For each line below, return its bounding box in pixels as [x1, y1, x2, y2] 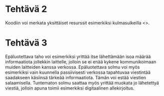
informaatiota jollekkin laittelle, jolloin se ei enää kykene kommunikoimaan [5, 58, 157, 65]
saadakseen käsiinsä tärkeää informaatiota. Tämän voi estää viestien [5, 74, 146, 80]
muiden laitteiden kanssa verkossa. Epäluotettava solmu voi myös [5, 64, 140, 70]
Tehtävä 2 [5, 3, 47, 15]
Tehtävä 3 [5, 37, 47, 48]
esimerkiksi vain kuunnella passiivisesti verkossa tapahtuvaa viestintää [5, 69, 151, 75]
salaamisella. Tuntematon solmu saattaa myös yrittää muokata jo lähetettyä [5, 80, 160, 86]
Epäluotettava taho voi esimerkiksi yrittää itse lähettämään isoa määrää [5, 53, 151, 59]
